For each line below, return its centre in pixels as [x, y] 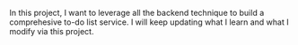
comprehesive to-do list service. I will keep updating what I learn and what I [149, 22]
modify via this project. [52, 31]
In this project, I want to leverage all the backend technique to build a [137, 13]
